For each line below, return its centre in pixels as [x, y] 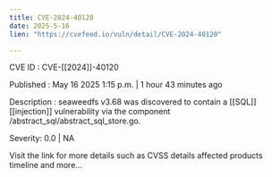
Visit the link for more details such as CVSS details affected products [136, 156]
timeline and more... [46, 165]
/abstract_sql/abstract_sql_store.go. [75, 121]
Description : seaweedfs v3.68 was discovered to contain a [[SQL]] [133, 102]
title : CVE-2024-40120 [51, 17]
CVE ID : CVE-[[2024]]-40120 [64, 67]
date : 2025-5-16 [39, 26]
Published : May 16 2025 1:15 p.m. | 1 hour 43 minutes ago [116, 85]
